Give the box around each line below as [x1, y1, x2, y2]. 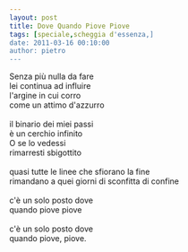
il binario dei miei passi [9, 118, 94, 130]
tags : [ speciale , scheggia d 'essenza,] [9, 30, 154, 39]
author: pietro [9, 47, 66, 56]
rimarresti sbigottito [9, 147, 82, 158]
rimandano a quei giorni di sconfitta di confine [9, 176, 179, 187]
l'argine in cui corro [9, 91, 81, 101]
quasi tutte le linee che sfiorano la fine [9, 167, 150, 178]
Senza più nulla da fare [9, 71, 94, 82]
